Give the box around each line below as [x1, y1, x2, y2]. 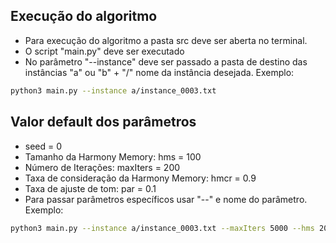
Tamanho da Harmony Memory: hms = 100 [24, 150, 202, 163]
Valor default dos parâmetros [10, 114, 197, 131]
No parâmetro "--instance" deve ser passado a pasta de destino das [24, 55, 308, 68]
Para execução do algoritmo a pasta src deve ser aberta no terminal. [24, 34, 308, 46]
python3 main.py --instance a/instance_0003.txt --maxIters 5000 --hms [10, 223, 315, 233]
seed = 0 [24, 140, 63, 152]
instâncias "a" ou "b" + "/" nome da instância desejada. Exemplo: [24, 66, 295, 78]
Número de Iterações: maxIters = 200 [24, 161, 181, 173]
